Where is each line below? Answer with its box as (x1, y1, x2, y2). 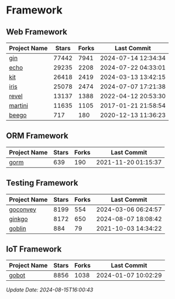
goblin (9, 224, 26, 232)
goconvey (9, 205, 37, 214)
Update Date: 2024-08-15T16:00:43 (6, 286, 94, 293)
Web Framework (6, 27, 67, 37)
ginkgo (9, 215, 28, 223)
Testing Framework (6, 178, 78, 188)
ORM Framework (6, 131, 68, 141)
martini (9, 102, 28, 109)
